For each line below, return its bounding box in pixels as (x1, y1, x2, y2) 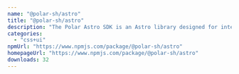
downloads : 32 (7, 56, 50, 63)
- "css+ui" (14, 37, 46, 44)
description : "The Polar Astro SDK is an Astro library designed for (7, 23, 218, 30)
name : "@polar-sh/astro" (7, 10, 81, 18)
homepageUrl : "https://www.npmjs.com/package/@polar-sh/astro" (7, 50, 199, 57)
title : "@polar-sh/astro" (7, 17, 84, 24)
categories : (7, 30, 43, 37)
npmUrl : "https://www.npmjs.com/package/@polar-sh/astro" (7, 43, 183, 50)
